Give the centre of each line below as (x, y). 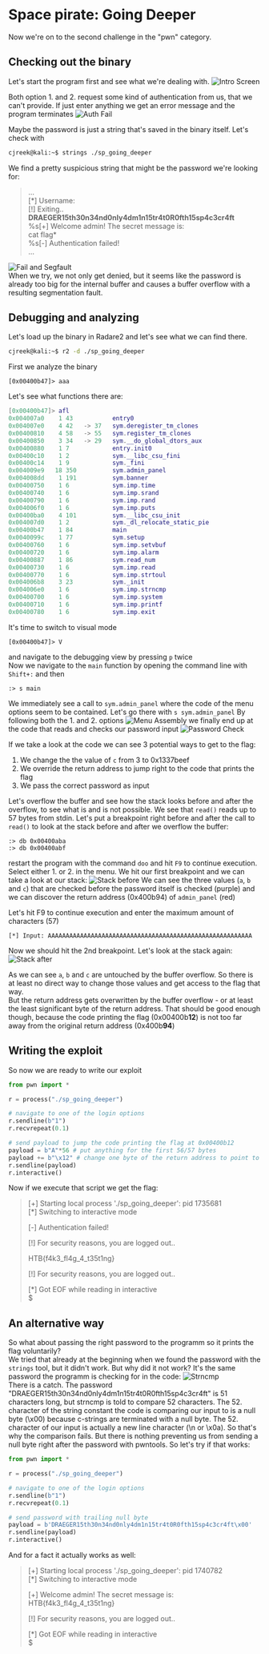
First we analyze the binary (53, 367)
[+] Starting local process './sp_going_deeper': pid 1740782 (125, 1571)
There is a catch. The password (60, 1385)
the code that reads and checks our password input (93, 729)
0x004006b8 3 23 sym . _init (77, 582)
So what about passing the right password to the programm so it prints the (131, 1343)
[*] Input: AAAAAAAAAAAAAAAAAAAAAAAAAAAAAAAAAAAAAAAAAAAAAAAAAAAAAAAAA (130, 935)
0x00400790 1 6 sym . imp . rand (82, 500)
